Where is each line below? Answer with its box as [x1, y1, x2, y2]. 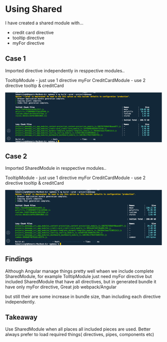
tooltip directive [12, 35, 45, 41]
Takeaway [5, 313, 38, 321]
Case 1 [5, 55, 26, 63]
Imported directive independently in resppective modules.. [5, 68, 125, 73]
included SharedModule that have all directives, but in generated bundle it [5, 278, 157, 284]
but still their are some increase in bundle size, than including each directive [5, 293, 161, 299]
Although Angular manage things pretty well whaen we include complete [5, 268, 154, 274]
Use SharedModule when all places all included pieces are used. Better [5, 326, 151, 332]
